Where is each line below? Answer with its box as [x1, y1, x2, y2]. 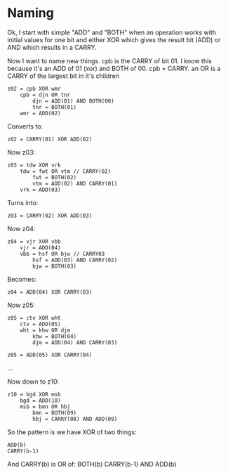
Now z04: [7, 224, 36, 233]
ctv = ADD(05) [20, 320, 61, 327]
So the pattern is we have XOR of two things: [7, 427, 137, 436]
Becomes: [7, 275, 36, 283]
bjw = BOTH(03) [32, 262, 77, 270]
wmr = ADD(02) [20, 110, 61, 117]
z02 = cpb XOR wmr [7, 85, 61, 92]
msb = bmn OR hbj [20, 403, 71, 410]
